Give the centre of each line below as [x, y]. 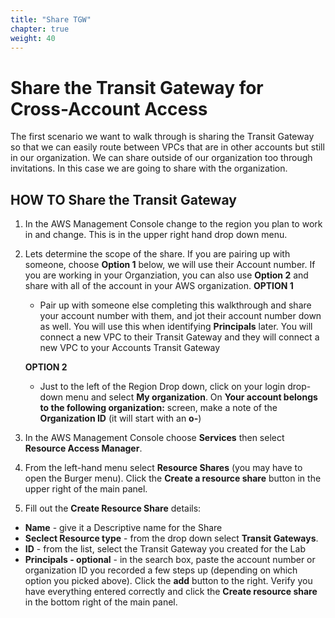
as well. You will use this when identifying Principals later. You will [176, 327]
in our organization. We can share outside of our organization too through [161, 158]
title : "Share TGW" [51, 19]
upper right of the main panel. [86, 489]
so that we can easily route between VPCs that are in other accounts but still [167, 147]
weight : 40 [33, 38]
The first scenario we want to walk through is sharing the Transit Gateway [162, 137]
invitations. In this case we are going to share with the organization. [149, 168]
